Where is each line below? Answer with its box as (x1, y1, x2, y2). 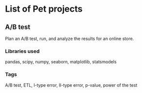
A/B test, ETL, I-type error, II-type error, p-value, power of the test (5, 82, 138, 88)
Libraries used (5, 48, 40, 55)
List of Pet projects (5, 3, 83, 15)
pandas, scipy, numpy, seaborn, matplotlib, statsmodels (5, 59, 117, 65)
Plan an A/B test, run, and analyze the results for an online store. (5, 36, 134, 41)
